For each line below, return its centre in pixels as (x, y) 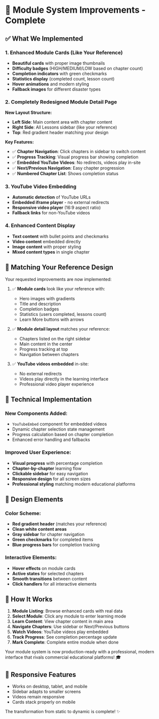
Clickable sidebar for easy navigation (50, 473)
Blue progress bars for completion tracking (56, 545)
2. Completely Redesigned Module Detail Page (61, 102)
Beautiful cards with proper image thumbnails (59, 63)
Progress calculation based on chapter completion (63, 435)
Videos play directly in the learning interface (64, 379)
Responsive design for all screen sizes (51, 479)
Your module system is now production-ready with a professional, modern (80, 652)
